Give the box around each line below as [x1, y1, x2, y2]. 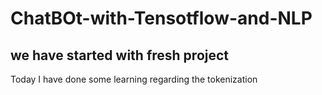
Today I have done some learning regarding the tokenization [10, 73, 258, 85]
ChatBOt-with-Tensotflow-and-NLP [10, 7, 313, 30]
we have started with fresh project [10, 47, 230, 64]
